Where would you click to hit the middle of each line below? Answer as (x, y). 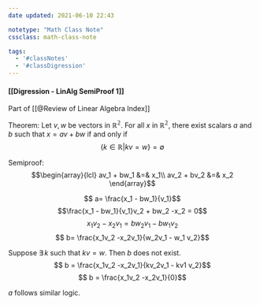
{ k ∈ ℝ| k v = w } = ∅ (132, 147)
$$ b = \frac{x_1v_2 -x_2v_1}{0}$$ (132, 277)
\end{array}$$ (132, 183)
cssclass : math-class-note (52, 37)
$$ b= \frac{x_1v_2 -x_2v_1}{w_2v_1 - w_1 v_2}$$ (132, 237)
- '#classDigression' (51, 66)
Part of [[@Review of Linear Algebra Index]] (79, 109)
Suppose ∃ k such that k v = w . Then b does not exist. (95, 252)
